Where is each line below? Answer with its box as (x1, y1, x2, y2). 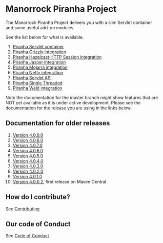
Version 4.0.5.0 (12, 153, 43, 159)
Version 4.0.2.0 (12, 168, 43, 174)
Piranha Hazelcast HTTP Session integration (12, 54, 102, 60)
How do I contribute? (5, 193, 70, 201)
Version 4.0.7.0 (12, 142, 43, 148)
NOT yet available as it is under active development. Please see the (5, 100, 141, 105)
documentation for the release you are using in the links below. (5, 105, 132, 111)
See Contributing (5, 206, 40, 212)
